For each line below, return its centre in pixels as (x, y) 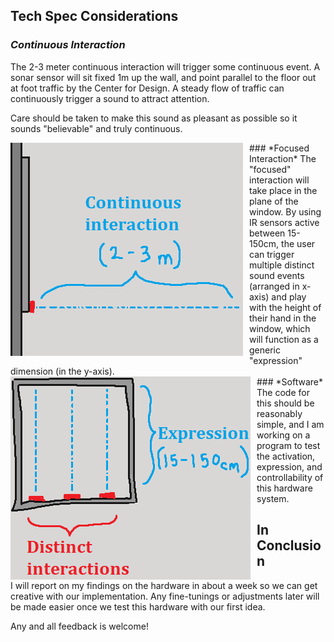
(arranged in (274, 286)
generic (265, 350)
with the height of (285, 307)
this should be (285, 403)
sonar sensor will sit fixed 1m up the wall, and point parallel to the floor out (163, 77)
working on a (283, 435)
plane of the (274, 201)
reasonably (279, 413)
